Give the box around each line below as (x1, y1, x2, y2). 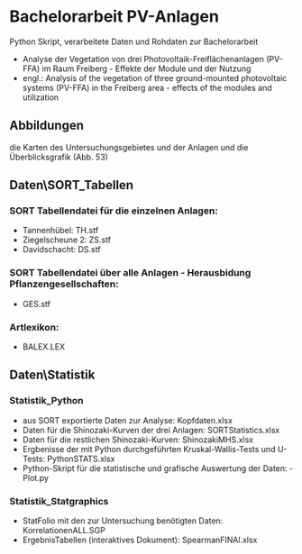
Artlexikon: (9, 321, 59, 333)
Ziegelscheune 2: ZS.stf (22, 234, 111, 245)
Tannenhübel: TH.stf (22, 225, 99, 236)
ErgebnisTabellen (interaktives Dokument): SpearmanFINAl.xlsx (22, 534, 258, 546)
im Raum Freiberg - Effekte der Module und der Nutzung (41, 63, 252, 74)
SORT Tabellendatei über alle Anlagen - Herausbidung (9, 267, 252, 279)
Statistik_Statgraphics (9, 495, 109, 507)
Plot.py (22, 472, 50, 483)
